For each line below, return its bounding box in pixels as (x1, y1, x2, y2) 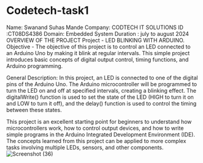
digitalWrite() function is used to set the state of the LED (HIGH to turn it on (6, 93, 194, 101)
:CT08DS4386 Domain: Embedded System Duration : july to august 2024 (6, 30, 190, 37)
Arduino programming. (6, 62, 63, 70)
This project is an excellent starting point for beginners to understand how (6, 118, 192, 125)
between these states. (6, 106, 62, 113)
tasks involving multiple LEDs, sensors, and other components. (6, 144, 164, 151)
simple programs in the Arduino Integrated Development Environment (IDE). (6, 131, 196, 138)
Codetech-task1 (6, 4, 89, 18)
